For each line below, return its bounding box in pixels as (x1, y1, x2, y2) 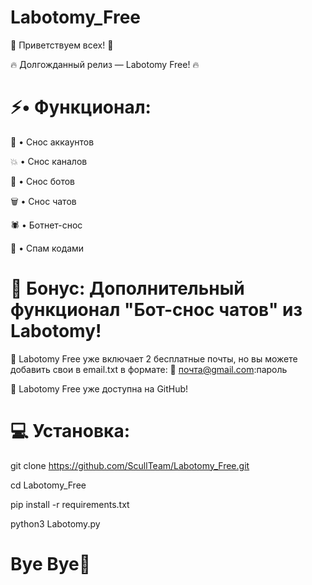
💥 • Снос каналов (10, 155, 88, 167)
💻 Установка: (10, 420, 131, 442)
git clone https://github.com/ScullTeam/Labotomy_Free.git (10, 459, 250, 471)
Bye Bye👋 (10, 552, 92, 575)
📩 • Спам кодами (10, 242, 85, 254)
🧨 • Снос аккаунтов (10, 136, 95, 148)
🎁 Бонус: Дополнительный (10, 277, 245, 300)
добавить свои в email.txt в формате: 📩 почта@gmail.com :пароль (10, 363, 288, 375)
